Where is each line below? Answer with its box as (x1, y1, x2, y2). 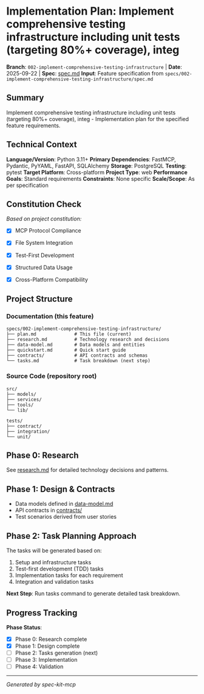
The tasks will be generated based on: (6, 547, 102, 555)
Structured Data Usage (15, 264, 73, 271)
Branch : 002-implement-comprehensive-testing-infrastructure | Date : (6, 63, 182, 71)
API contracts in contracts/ (15, 506, 83, 514)
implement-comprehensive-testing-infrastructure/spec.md (6, 76, 154, 82)
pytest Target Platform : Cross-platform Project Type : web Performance (6, 169, 188, 176)
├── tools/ (6, 402, 34, 408)
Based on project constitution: (6, 215, 82, 223)
